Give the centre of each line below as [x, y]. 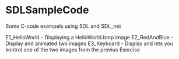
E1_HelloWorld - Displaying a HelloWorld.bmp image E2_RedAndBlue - [89, 37]
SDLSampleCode [47, 10]
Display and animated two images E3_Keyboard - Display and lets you [89, 43]
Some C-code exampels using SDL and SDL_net [63, 26]
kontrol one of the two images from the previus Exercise [73, 49]
